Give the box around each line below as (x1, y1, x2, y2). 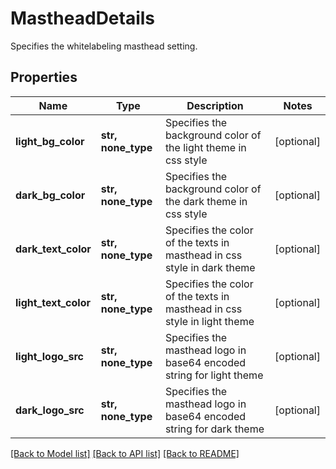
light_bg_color (15, 134, 85, 148)
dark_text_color (15, 242, 92, 256)
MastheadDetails (10, 7, 156, 30)
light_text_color (15, 295, 92, 309)
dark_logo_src (15, 403, 85, 417)
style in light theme (164, 314, 255, 328)
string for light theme (164, 368, 264, 382)
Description (186, 98, 244, 112)
